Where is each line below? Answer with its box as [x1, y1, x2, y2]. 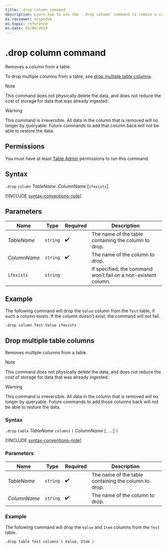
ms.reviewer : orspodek [5, 16, 52, 21]
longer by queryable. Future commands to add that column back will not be [5, 123, 159, 129]
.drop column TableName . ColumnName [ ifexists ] [5, 183, 108, 189]
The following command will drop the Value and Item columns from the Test [5, 524, 160, 531]
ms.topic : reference [5, 21, 48, 26]
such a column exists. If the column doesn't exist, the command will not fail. [5, 313, 160, 319]
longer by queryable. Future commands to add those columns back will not [5, 399, 159, 405]
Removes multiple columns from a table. [5, 350, 87, 356]
